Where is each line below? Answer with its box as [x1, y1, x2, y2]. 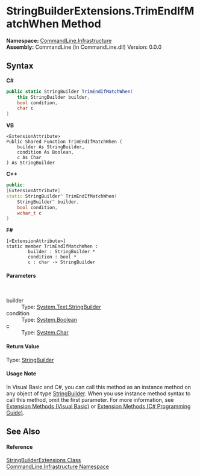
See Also [6, 427, 40, 437]
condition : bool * [28, 254, 77, 260]
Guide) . [6, 409, 25, 416]
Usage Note [6, 370, 37, 377]
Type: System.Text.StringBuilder [21, 303, 101, 311]
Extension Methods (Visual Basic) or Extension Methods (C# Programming [6, 402, 191, 410]
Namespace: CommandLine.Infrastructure [6, 37, 112, 44]
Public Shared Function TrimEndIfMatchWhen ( [6, 139, 122, 145]
